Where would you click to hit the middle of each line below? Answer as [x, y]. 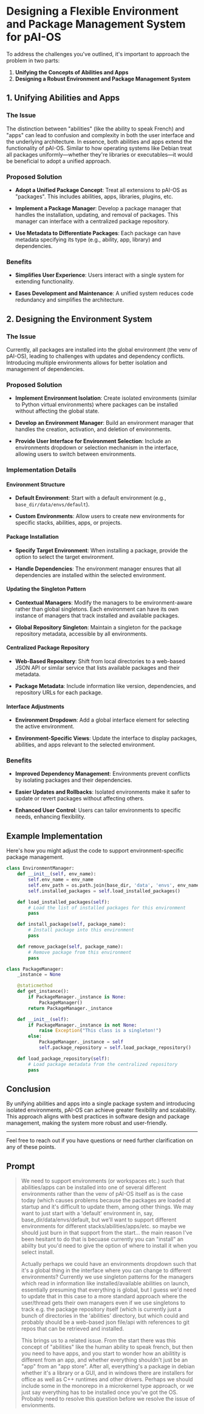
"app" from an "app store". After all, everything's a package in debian [108, 1366]
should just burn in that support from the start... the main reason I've [107, 1233]
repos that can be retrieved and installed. [73, 1329]
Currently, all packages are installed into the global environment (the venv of [102, 349]
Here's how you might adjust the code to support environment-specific [95, 851]
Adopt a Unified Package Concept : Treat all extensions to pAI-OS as [101, 190]
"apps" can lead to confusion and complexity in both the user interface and [100, 135]
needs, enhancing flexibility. [50, 817]
